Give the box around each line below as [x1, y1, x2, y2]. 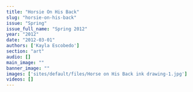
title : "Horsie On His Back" [6, 8, 80, 15]
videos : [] [6, 76, 34, 82]
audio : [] [6, 54, 31, 60]
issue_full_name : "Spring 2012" [6, 25, 87, 32]
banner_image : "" [6, 65, 50, 71]
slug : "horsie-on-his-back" [6, 15, 77, 21]
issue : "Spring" [6, 20, 47, 26]
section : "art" [6, 48, 45, 54]
